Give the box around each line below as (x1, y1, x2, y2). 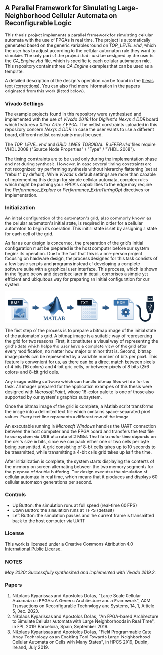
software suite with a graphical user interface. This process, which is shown (5, 266, 158, 272)
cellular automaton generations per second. (5, 479, 92, 485)
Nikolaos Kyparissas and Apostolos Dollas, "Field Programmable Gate (12, 629, 152, 635)
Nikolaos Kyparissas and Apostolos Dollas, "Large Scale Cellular (12, 592, 141, 598)
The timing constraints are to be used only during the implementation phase (5, 156, 157, 162)
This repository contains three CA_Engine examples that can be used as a (5, 63, 153, 69)
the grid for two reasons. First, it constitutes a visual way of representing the (5, 338, 158, 344)
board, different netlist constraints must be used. (5, 132, 103, 138)
